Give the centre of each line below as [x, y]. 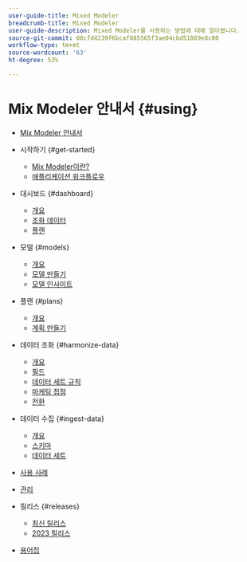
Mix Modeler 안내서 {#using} [103, 109]
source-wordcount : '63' [48, 53]
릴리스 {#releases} [49, 506]
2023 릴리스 [51, 533]
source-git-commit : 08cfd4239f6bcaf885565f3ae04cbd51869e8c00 [114, 38]
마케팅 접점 [49, 391]
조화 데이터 [49, 220]
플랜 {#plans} [41, 301]
